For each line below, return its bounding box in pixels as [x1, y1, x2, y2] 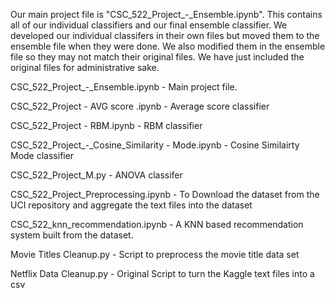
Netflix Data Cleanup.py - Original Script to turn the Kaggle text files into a [10, 268, 315, 279]
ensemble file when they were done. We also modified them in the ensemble [10, 40, 326, 52]
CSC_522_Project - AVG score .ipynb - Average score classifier [10, 100, 270, 112]
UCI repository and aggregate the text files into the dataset [10, 199, 253, 211]
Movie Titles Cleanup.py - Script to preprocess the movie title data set [10, 249, 300, 260]
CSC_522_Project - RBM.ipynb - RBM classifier [10, 120, 203, 131]
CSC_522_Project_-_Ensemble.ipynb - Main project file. [10, 81, 238, 93]
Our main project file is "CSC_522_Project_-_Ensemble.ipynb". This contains [10, 9, 323, 20]
